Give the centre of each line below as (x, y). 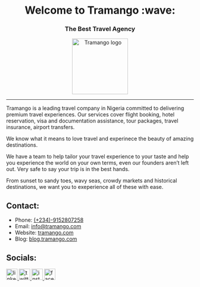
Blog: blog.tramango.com (46, 239)
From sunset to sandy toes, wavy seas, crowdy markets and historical (92, 181)
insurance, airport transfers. (40, 127)
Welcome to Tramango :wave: (100, 10)
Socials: (21, 258)
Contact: (23, 206)
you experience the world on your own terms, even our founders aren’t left (98, 163)
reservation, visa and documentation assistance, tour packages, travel (92, 121)
